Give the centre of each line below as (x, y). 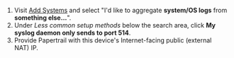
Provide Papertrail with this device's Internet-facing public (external (113, 40)
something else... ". (43, 18)
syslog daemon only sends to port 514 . (72, 33)
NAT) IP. (26, 48)
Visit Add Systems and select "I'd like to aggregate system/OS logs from (121, 10)
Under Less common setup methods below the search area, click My (115, 25)
